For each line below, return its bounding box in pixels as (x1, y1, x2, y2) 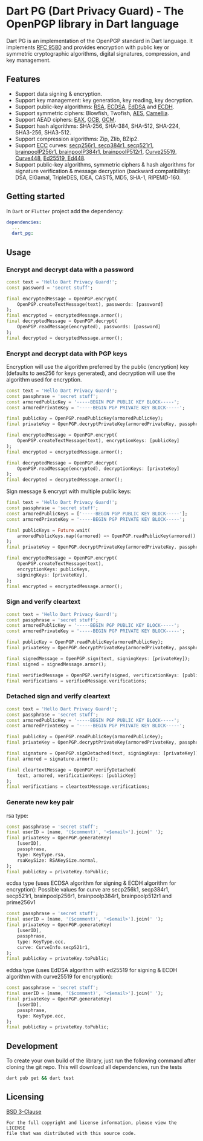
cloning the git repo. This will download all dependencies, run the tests (6, 1063, 182, 1071)
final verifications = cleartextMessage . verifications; (6, 784, 150, 790)
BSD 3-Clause (6, 1108, 42, 1115)
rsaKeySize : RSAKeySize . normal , (17, 857, 98, 864)
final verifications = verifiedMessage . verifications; (6, 678, 147, 684)
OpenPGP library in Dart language (6, 17, 179, 31)
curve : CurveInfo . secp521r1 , (17, 944, 91, 950)
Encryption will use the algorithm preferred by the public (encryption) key (6, 363, 189, 370)
